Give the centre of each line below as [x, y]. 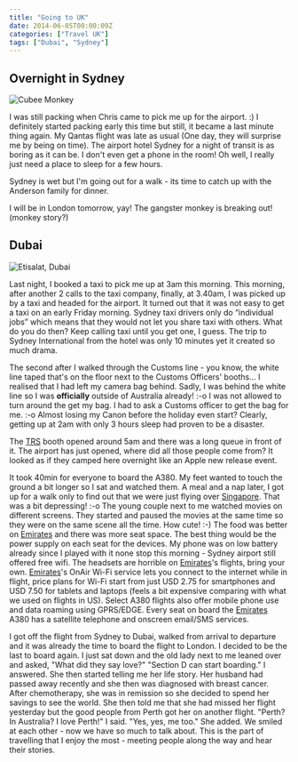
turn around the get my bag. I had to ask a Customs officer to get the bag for [149, 405]
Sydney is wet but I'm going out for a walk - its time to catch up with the [141, 181]
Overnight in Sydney [67, 78]
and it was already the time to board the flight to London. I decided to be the [149, 646]
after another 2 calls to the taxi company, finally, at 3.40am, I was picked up [148, 293]
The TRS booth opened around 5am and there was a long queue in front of [145, 441]
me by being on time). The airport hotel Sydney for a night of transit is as [142, 145]
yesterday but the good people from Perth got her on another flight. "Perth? [147, 711]
